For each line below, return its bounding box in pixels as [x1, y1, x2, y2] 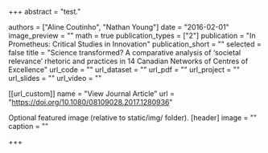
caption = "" [8, 122, 49, 131]
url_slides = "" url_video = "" [8, 74, 102, 83]
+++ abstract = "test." [8, 7, 81, 16]
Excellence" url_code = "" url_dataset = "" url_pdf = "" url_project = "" [8, 65, 240, 74]
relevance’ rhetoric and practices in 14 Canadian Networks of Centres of [8, 56, 249, 66]
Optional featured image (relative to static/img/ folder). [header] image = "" [8, 113, 258, 123]
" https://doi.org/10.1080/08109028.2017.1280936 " [8, 98, 173, 107]
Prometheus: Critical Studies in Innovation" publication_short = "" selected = [8, 39, 262, 49]
